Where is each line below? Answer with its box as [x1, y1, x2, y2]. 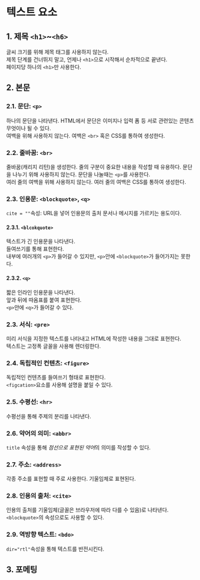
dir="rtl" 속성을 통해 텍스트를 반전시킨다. [6, 545, 105, 552]
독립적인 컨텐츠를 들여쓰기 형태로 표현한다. [6, 374, 106, 381]
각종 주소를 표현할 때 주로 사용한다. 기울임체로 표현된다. [6, 475, 136, 483]
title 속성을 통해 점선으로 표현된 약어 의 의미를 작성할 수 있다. [6, 444, 151, 451]
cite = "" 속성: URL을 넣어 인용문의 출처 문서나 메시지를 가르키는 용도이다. [6, 210, 182, 217]
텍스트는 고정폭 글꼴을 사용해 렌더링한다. [6, 342, 101, 349]
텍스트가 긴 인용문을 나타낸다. [6, 238, 76, 245]
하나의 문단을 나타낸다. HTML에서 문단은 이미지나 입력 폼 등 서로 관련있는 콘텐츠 [6, 117, 194, 124]
